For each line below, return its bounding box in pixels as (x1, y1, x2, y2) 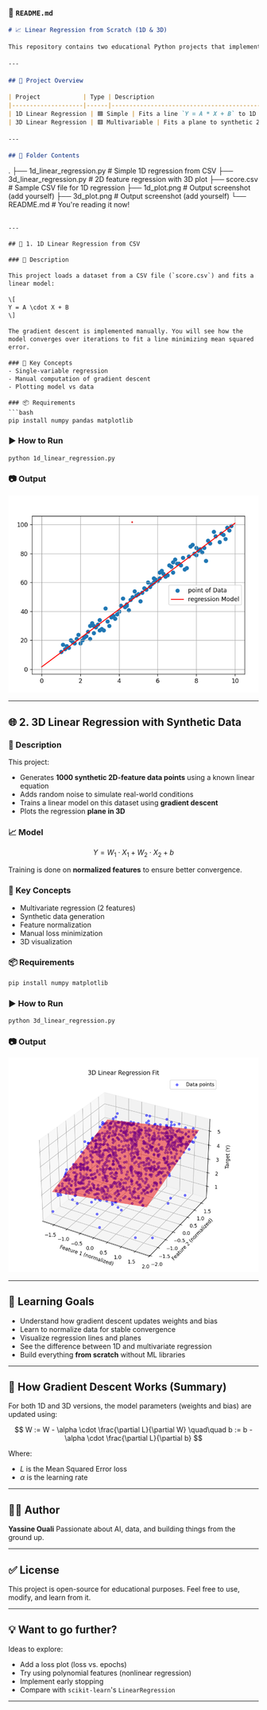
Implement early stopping (19, 1676, 104, 1686)
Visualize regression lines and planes (19, 1333, 141, 1342)
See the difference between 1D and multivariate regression (19, 1341, 212, 1351)
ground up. (8, 1533, 44, 1542)
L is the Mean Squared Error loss (19, 1465, 127, 1474)
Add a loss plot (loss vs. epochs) (19, 1659, 127, 1669)
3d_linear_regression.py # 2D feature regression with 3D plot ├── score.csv (8, 175, 258, 184)
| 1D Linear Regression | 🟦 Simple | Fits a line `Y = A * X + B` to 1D (8, 110, 257, 118)
